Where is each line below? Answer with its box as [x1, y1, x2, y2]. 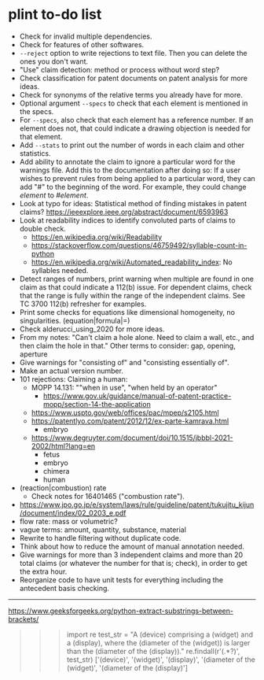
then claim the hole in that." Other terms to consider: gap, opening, [19, 341, 236, 350]
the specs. [19, 106, 54, 116]
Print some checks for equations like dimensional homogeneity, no [19, 307, 236, 316]
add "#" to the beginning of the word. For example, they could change [19, 182, 247, 191]
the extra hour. [19, 567, 68, 576]
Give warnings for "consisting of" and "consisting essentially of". [19, 357, 229, 367]
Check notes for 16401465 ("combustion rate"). [31, 491, 185, 501]
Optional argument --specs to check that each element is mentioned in [19, 98, 248, 108]
